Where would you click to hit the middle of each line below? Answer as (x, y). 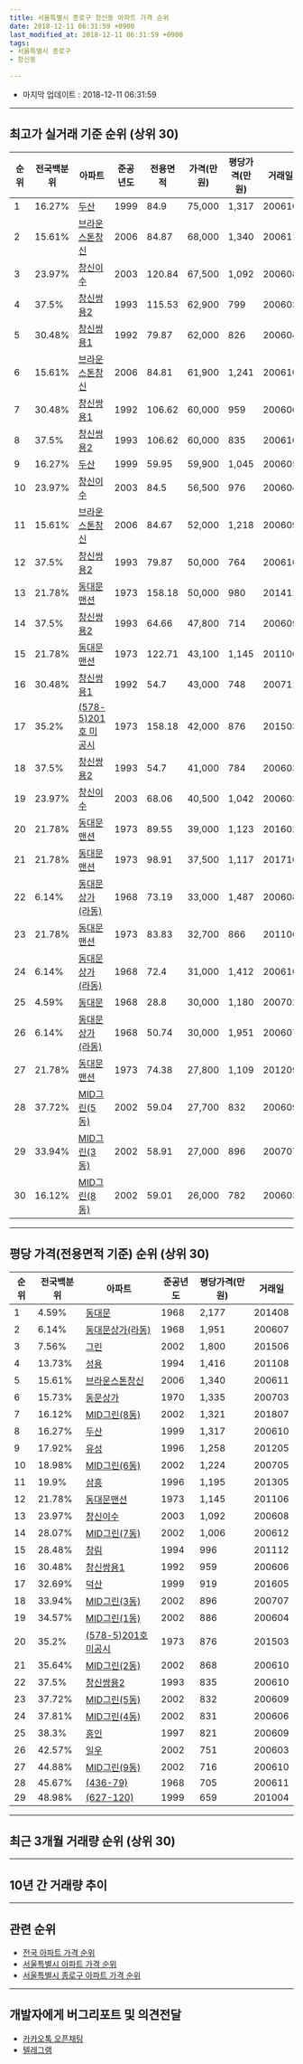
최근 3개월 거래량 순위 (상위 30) (92, 1842)
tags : (19, 43)
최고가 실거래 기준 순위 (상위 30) (94, 134)
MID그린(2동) (113, 1665)
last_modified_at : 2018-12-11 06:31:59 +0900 (96, 34)
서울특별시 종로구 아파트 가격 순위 (82, 1975)
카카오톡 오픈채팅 (53, 2038)
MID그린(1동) (113, 1618)
